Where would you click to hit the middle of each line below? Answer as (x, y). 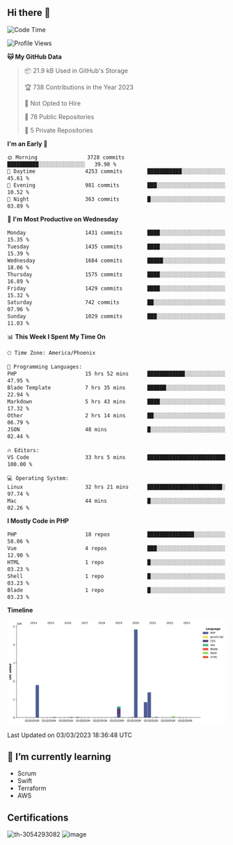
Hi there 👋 (29, 13)
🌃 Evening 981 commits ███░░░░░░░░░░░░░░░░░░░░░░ (116, 185)
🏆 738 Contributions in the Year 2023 (79, 87)
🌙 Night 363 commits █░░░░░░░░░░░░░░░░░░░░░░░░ (116, 199)
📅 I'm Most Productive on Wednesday (63, 219)
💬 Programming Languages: (45, 366)
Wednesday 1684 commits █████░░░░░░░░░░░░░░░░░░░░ (116, 261)
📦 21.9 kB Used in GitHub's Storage (76, 70)
